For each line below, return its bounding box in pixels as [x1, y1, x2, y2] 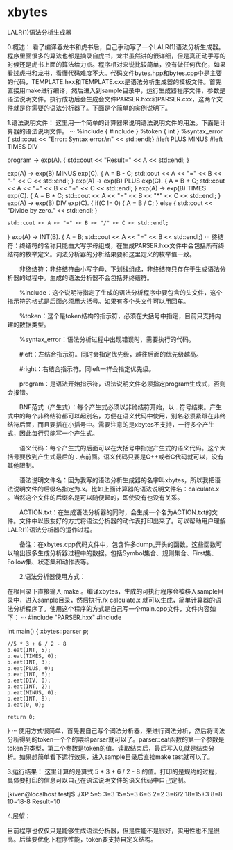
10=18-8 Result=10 [7, 797, 60, 806]
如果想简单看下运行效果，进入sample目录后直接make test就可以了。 [19, 752, 214, 761]
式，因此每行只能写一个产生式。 [7, 429, 98, 437]
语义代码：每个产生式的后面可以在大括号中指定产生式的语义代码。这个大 [19, 443, 226, 452]
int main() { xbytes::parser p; [7, 627, 89, 635]
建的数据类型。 [7, 320, 50, 329]
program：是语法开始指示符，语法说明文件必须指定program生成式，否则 [19, 379, 226, 388]
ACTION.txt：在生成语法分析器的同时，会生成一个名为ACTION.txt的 [19, 508, 212, 516]
